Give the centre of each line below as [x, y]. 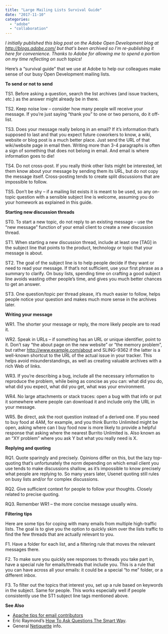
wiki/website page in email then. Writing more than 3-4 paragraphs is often [83, 145]
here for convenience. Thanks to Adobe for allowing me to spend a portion [82, 54]
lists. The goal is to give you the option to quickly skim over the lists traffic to [84, 529]
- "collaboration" [29, 29]
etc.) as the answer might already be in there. [52, 99]
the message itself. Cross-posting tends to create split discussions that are [82, 176]
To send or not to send [29, 84]
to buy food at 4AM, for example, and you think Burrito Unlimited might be [81, 422]
